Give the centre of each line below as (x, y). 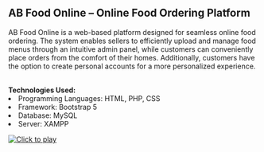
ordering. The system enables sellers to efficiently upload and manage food (132, 41)
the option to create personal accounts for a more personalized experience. (132, 66)
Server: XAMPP (44, 123)
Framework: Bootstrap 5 (58, 107)
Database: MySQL (48, 115)
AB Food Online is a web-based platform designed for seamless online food (132, 32)
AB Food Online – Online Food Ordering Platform (129, 13)
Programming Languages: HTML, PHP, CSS (89, 98)
